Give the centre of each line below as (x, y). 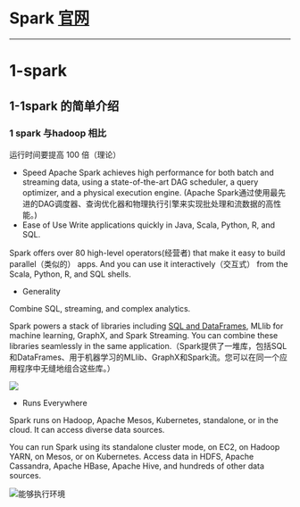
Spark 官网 (50, 18)
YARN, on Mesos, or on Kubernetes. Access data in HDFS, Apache (132, 456)
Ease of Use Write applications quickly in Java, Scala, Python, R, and (148, 225)
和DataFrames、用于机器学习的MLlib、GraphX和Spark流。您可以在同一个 (144, 357)
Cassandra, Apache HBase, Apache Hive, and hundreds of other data (137, 466)
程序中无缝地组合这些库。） (66, 368)
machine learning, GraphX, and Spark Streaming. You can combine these (144, 335)
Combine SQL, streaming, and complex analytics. (100, 308)
